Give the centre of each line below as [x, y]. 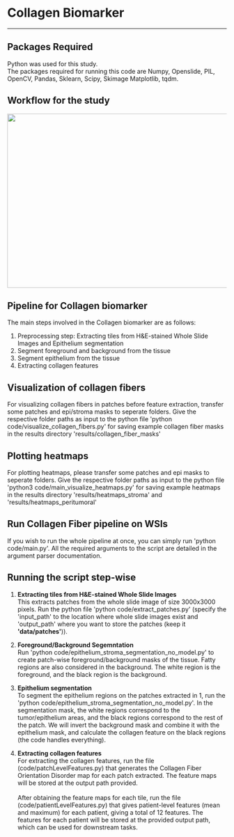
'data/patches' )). [42, 631]
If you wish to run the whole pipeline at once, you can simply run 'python [111, 540]
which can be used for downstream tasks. [77, 827]
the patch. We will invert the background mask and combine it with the [118, 725]
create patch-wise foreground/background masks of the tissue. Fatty [116, 659]
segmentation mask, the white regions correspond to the [99, 710]
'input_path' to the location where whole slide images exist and [108, 616]
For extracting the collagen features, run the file [86, 760]
